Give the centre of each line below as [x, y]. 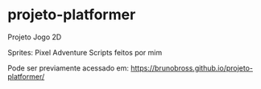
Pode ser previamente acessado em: [68, 68]
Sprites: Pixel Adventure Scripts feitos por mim [85, 52]
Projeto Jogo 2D [35, 37]
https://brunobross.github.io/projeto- [192, 68]
